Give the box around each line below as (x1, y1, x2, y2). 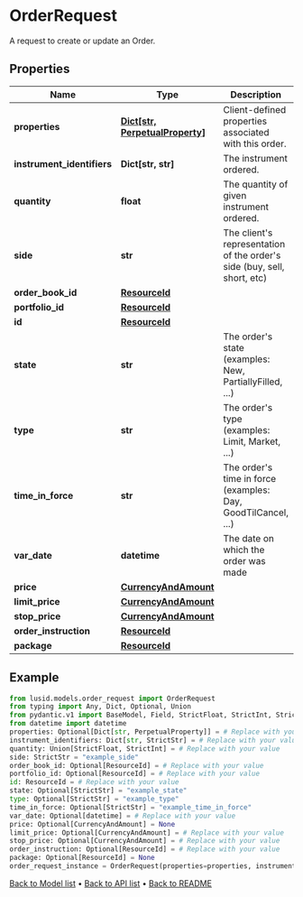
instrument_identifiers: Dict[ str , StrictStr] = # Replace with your (9, 735, 277, 744)
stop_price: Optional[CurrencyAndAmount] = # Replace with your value (9, 837, 280, 846)
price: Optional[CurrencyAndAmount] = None (9, 819, 176, 828)
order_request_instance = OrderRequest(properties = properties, (9, 862, 252, 871)
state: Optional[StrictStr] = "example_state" (9, 786, 188, 795)
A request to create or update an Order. (9, 35, 156, 46)
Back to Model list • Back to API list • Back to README (9, 877, 212, 889)
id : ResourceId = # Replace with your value (9, 778, 179, 787)
